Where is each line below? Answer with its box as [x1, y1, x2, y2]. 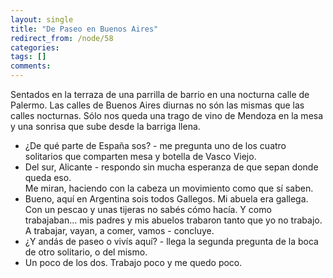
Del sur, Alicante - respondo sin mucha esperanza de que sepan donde [24, 161, 319, 173]
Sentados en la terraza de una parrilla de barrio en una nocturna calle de [10, 89, 310, 100]
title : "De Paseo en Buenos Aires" [10, 24, 159, 34]
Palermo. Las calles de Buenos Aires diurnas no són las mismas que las [10, 99, 305, 111]
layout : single [10, 14, 74, 25]
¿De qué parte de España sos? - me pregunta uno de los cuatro [24, 140, 287, 151]
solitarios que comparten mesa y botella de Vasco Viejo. [24, 151, 257, 162]
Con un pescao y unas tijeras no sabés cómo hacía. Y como [24, 204, 272, 215]
